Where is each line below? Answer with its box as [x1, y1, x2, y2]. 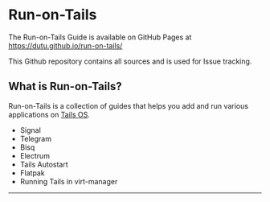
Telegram [19, 134, 52, 143]
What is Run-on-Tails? [8, 80, 122, 93]
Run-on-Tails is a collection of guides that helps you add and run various [8, 101, 249, 110]
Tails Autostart [19, 159, 68, 169]
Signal [19, 125, 42, 134]
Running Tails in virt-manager [19, 176, 118, 186]
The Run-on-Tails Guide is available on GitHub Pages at [8, 32, 192, 42]
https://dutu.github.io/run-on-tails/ [8, 40, 123, 50]
